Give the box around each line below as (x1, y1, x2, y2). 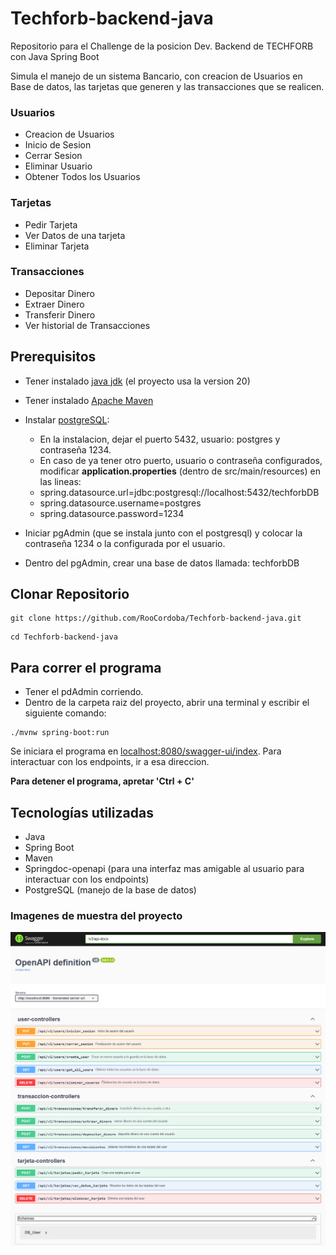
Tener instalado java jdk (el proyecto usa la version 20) (24, 375, 251, 387)
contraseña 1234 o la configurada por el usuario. (24, 537, 226, 549)
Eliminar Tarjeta (24, 240, 90, 252)
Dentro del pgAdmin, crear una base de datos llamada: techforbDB (24, 557, 300, 569)
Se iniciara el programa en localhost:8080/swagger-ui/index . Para (10, 745, 282, 757)
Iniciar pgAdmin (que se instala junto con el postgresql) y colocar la (24, 527, 303, 539)
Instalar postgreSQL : (24, 413, 110, 426)
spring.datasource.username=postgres (39, 497, 202, 509)
